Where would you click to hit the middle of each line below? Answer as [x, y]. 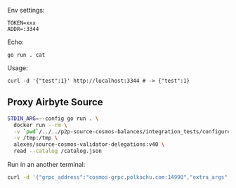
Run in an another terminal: [46, 165]
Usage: [18, 68]
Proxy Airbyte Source [55, 102]
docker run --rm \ [41, 125]
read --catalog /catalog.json [58, 151]
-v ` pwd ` [26, 132]
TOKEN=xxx [22, 23]
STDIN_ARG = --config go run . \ [53, 119]
